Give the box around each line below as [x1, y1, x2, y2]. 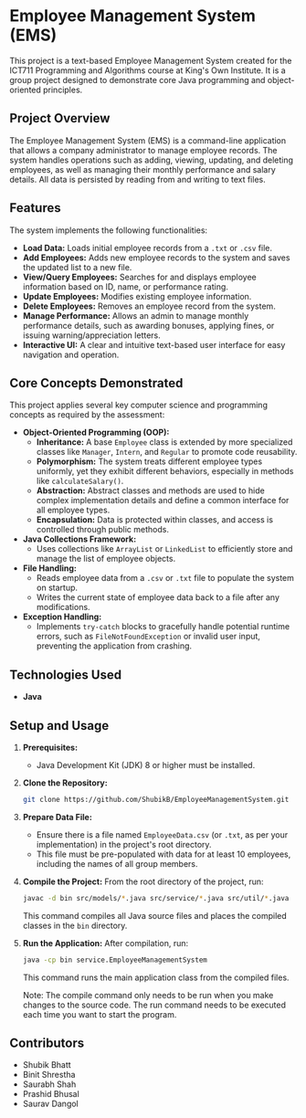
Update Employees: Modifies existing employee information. [22, 290, 252, 301]
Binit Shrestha [22, 1070, 76, 1081]
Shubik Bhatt [22, 1060, 71, 1071]
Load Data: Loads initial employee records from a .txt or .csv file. [22, 242, 272, 253]
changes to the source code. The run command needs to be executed [22, 999, 286, 1010]
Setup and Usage [9, 718, 110, 733]
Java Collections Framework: [22, 533, 137, 544]
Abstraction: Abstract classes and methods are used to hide [36, 485, 265, 496]
